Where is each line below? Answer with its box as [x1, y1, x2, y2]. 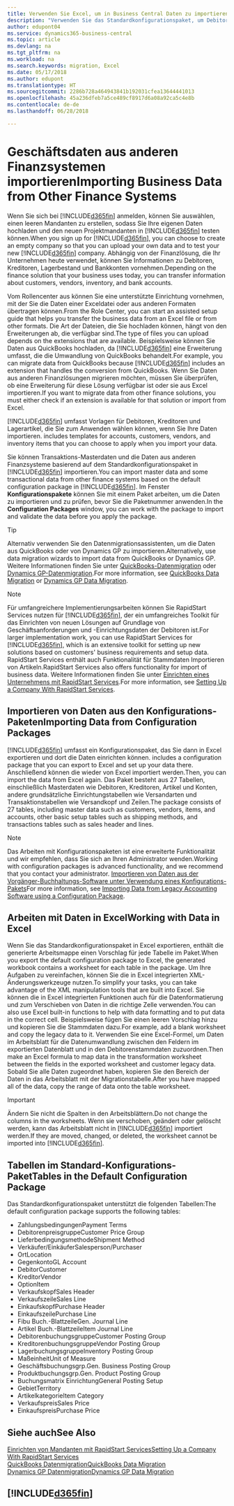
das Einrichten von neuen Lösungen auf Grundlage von [7, 618, 166, 626]
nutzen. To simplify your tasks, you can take [72, 978, 197, 987]
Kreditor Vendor [17, 1273, 62, 1281]
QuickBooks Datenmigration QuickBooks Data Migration [7, 1460, 166, 1468]
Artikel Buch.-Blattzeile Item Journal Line [17, 1325, 134, 1333]
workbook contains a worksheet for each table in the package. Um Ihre [7, 964, 211, 972]
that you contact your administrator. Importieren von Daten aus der [7, 869, 199, 878]
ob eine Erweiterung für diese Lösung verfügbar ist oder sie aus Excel [7, 381, 208, 389]
